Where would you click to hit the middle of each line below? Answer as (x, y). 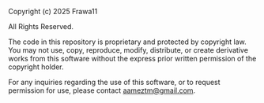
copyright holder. (36, 67)
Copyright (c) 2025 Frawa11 (53, 11)
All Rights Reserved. (41, 26)
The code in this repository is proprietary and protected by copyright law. (127, 42)
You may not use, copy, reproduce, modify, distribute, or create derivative (128, 50)
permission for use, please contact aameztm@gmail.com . (102, 90)
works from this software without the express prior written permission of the (132, 59)
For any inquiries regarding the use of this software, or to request (114, 82)
